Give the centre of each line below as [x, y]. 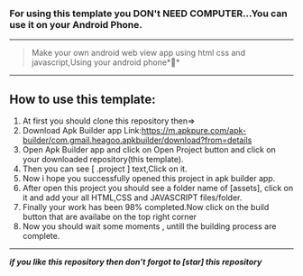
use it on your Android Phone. [76, 24]
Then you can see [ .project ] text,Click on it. [105, 169]
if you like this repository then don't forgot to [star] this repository [136, 262]
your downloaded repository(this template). [103, 160]
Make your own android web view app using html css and [138, 53]
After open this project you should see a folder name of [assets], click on [158, 189]
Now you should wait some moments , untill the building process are [149, 226]
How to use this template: [83, 99]
